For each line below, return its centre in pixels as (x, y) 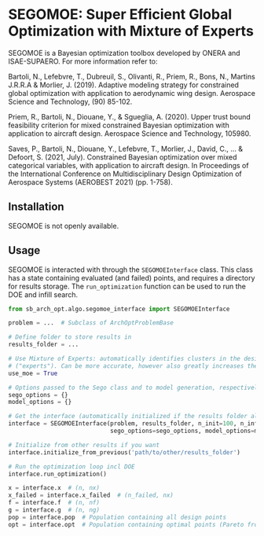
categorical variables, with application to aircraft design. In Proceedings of (128, 165)
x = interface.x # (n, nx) (54, 488)
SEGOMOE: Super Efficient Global (120, 15)
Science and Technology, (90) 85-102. (70, 101)
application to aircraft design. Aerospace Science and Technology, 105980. (130, 133)
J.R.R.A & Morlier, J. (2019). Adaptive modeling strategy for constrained (124, 85)
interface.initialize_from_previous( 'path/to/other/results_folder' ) (125, 452)
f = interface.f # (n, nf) (54, 503)
